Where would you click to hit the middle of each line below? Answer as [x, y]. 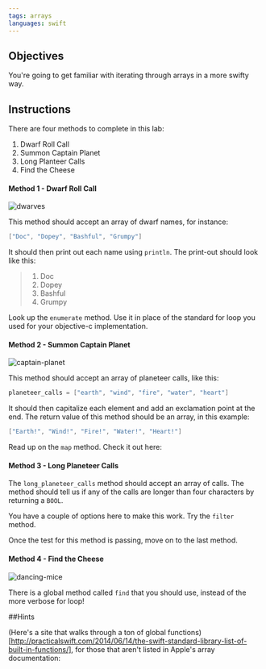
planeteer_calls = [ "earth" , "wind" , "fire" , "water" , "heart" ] [118, 393]
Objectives [36, 56]
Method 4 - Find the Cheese [56, 559]
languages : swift [37, 23]
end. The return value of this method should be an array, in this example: [129, 417]
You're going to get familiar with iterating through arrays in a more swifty [129, 75]
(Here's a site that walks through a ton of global [87, 632]
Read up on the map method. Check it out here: [85, 447]
